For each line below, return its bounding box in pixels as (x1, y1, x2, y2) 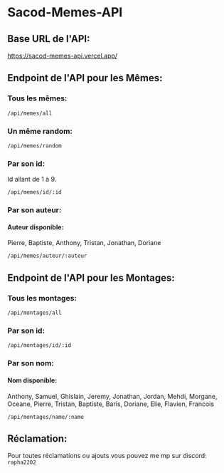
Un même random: (7, 126, 73, 136)
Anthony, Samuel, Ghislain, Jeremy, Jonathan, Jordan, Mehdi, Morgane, (7, 392, 218, 400)
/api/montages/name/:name (7, 413, 84, 420)
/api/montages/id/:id (7, 342, 72, 349)
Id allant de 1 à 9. (7, 175, 57, 184)
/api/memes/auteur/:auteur (7, 252, 87, 260)
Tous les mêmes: (7, 93, 68, 103)
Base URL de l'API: (7, 33, 90, 45)
